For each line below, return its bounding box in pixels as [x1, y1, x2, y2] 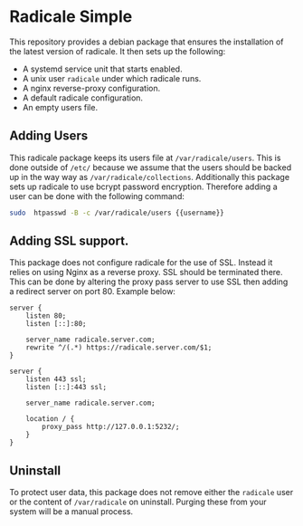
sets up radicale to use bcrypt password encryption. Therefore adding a [9, 181, 278, 192]
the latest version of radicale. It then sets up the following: [9, 45, 226, 56]
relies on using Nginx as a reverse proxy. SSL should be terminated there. [9, 267, 283, 278]
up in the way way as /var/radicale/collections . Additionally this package [9, 171, 290, 182]
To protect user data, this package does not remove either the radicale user [9, 487, 294, 498]
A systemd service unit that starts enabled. [22, 63, 183, 74]
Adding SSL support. [9, 234, 129, 249]
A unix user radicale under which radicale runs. [22, 72, 202, 83]
